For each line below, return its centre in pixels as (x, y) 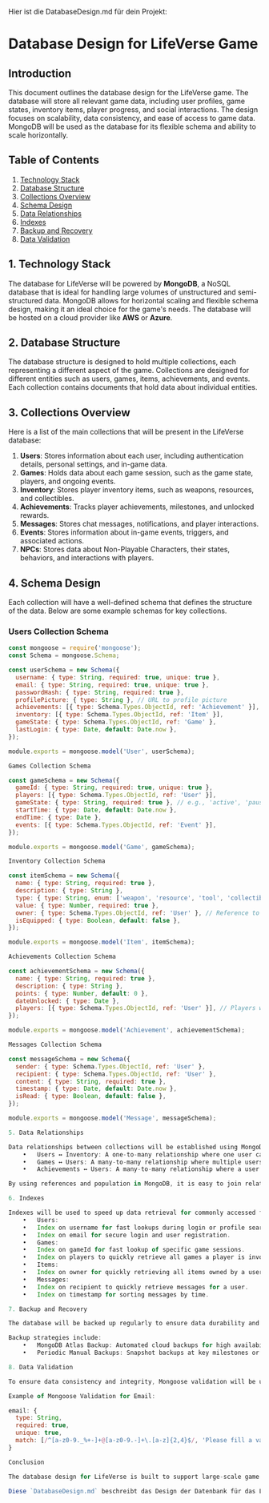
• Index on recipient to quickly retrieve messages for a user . (136, 1287)
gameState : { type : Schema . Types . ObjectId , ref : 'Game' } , (116, 722)
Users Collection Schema (59, 631)
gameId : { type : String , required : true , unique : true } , (114, 788)
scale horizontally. (38, 135)
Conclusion (26, 1462)
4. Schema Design (55, 583)
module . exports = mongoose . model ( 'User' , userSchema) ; (102, 751)
